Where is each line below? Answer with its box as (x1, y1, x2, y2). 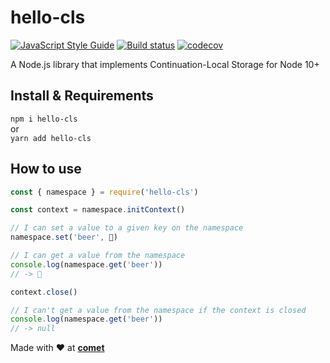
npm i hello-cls (10, 114, 78, 124)
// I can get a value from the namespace (10, 251, 186, 261)
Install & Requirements (10, 87, 154, 105)
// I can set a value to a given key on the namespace (10, 223, 244, 233)
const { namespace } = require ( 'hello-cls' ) (10, 187, 199, 197)
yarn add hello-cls (10, 133, 92, 143)
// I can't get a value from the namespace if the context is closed (10, 305, 307, 315)
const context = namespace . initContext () (10, 205, 186, 215)
